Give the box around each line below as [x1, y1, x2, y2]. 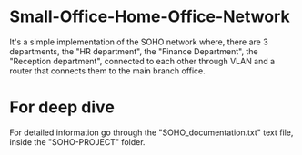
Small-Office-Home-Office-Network [9, 6, 290, 27]
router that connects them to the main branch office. [9, 65, 206, 76]
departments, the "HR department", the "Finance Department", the [9, 45, 258, 56]
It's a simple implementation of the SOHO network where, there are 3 [9, 36, 268, 47]
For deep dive [9, 97, 116, 118]
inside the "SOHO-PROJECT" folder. [9, 136, 146, 147]
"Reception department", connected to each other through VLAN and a [9, 55, 276, 66]
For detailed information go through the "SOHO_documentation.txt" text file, [9, 127, 294, 138]
